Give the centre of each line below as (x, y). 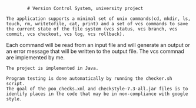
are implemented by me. (36, 58)
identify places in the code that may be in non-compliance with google (97, 94)
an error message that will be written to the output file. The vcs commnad (95, 51)
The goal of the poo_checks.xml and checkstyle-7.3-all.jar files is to (97, 89)
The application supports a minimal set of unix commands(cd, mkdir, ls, (99, 19)
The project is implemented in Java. (52, 68)
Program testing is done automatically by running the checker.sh (89, 79)
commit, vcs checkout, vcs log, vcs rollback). (66, 34)
